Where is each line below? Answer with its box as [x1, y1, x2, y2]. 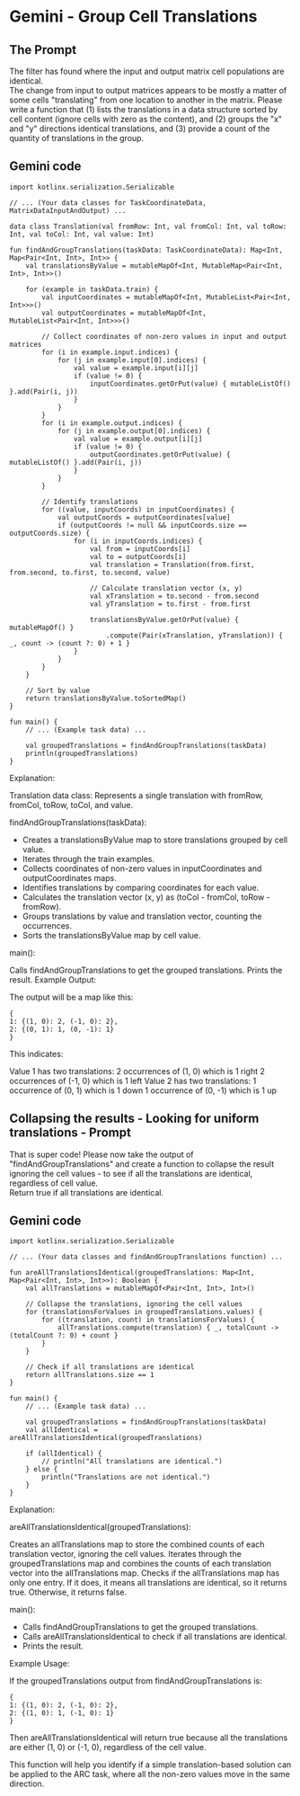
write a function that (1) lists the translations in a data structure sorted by [9, 104, 278, 114]
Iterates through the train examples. [22, 853, 155, 864]
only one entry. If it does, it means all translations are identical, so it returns [9, 1578, 287, 1588]
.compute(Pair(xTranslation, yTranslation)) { [105, 631, 283, 640]
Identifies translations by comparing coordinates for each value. [22, 882, 260, 893]
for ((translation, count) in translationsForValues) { [41, 1315, 255, 1325]
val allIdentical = [25, 1426, 99, 1435]
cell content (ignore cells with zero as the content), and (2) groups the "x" [9, 114, 283, 124]
